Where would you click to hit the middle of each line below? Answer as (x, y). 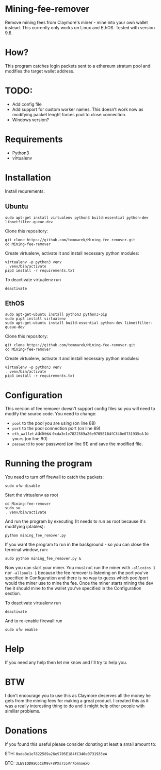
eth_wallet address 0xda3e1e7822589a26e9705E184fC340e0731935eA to (80, 433)
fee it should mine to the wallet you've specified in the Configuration (73, 588)
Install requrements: (25, 191)
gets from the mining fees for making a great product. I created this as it (77, 701)
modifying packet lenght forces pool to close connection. (69, 114)
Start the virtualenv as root (32, 495)
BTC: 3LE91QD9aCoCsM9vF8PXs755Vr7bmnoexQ (47, 763)
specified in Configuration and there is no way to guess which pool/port (77, 578)
